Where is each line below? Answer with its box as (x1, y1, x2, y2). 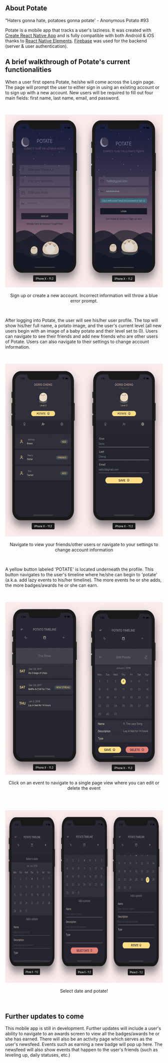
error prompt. (70, 297, 98, 303)
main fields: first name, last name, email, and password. (5, 95, 120, 101)
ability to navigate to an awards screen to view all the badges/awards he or (5, 1031, 160, 1037)
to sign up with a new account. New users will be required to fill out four (5, 89, 153, 95)
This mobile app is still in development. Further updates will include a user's (5, 1025, 161, 1031)
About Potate (5, 4, 47, 13)
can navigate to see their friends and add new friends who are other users (5, 333, 158, 339)
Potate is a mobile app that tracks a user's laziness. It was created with (5, 27, 151, 33)
